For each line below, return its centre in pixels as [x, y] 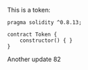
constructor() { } [46, 40]
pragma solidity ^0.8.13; [44, 23]
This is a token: [29, 10]
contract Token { [32, 34]
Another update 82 [34, 59]
